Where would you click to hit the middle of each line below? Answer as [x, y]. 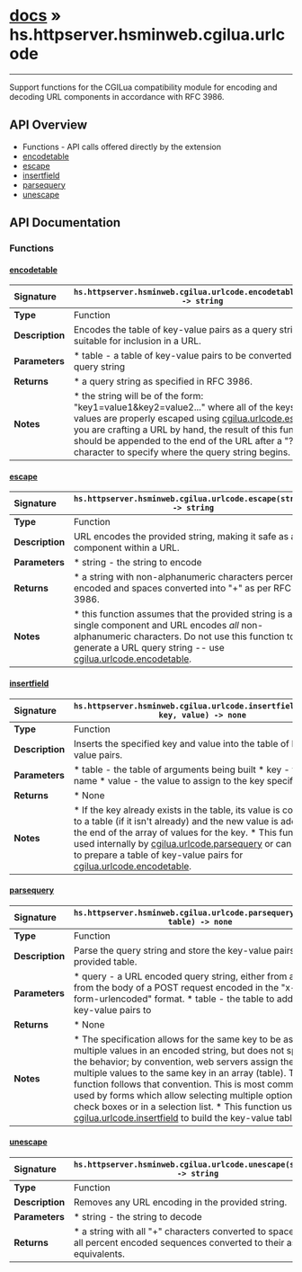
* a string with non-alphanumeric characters [168, 577]
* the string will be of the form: [138, 396]
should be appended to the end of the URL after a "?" [186, 441]
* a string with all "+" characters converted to [170, 1232]
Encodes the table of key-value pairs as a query [175, 330]
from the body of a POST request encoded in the [176, 987]
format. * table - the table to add [224, 999]
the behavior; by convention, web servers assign [176, 1062]
